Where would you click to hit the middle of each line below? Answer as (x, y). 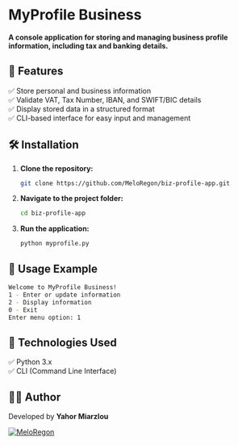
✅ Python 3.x (30, 362)
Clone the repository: (56, 168)
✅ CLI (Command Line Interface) (63, 371)
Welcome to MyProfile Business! (63, 288)
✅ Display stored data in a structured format (81, 109)
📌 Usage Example (53, 269)
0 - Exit (23, 310)
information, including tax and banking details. (88, 45)
